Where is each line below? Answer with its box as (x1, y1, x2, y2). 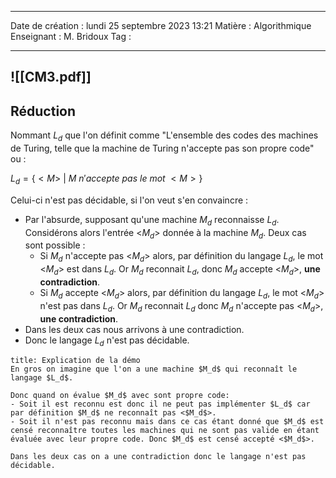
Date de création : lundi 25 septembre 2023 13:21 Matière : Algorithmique (10, 20, 312, 31)
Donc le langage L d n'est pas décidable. (24, 334, 190, 348)
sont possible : (24, 239, 86, 251)
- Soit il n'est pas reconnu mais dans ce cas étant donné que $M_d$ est (10, 417, 325, 427)
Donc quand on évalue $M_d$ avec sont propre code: (10, 391, 230, 401)
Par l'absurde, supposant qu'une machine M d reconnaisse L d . (24, 213, 280, 228)
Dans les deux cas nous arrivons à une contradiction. (24, 323, 245, 335)
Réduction (10, 102, 77, 120)
